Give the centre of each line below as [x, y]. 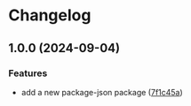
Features [28, 73]
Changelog [50, 15]
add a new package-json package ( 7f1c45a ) [102, 92]
